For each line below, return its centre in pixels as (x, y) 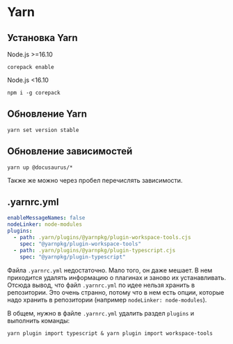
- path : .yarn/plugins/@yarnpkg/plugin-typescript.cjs (95, 250)
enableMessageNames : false (46, 218)
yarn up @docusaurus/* (40, 167)
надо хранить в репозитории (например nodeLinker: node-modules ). (107, 300)
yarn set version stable (43, 130)
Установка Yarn (42, 38)
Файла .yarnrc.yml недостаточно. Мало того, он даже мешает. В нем (110, 270)
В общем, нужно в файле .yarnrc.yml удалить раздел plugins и (101, 313)
